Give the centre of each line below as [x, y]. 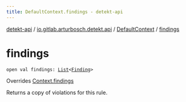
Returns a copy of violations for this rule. [57, 92]
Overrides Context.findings [40, 81]
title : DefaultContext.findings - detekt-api [65, 12]
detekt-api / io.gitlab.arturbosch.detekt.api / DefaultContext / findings [93, 29]
